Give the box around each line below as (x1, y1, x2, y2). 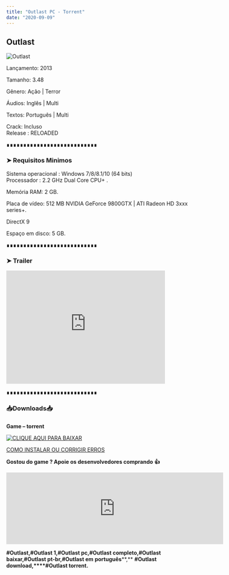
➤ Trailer (6, 256, 33, 265)
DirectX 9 (6, 218, 30, 225)
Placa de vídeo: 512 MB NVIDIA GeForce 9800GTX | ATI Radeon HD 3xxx (6, 200, 189, 207)
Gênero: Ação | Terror (6, 88, 61, 95)
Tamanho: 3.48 (6, 76, 44, 83)
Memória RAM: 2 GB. (6, 188, 59, 195)
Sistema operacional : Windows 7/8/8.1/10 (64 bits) (6, 170, 133, 177)
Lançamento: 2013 (6, 65, 53, 72)
